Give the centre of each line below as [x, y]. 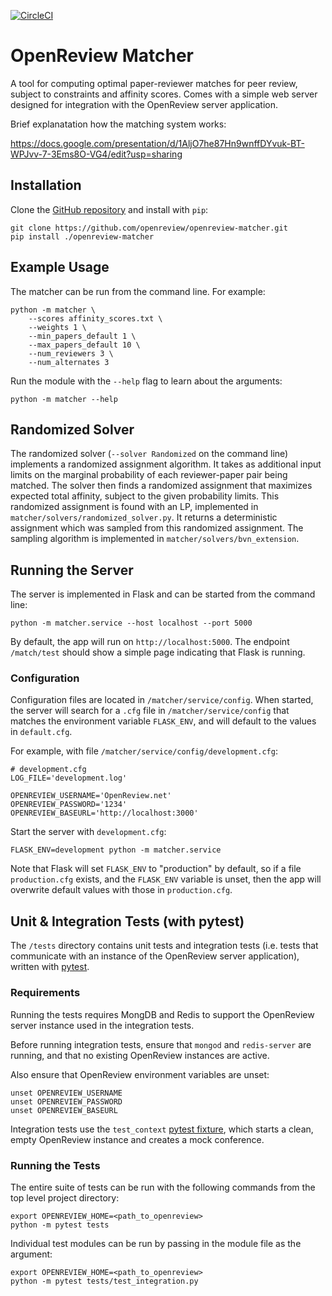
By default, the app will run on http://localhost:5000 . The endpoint [150, 642]
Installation [46, 185]
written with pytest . [50, 967]
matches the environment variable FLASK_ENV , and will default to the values [163, 721]
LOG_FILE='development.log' [69, 778]
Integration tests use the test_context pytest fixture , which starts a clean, [162, 1129]
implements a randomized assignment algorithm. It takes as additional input [166, 464]
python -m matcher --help [64, 399]
